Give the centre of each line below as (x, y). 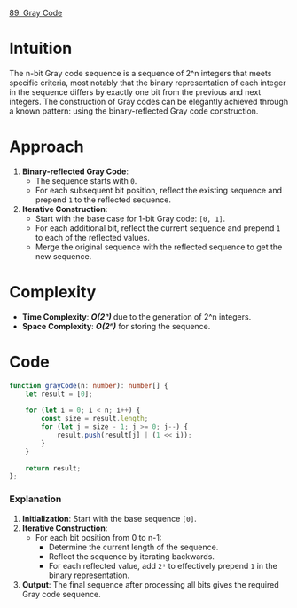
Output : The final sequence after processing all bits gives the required (150, 584)
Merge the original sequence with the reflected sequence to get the (159, 247)
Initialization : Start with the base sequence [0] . (109, 518)
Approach (47, 147)
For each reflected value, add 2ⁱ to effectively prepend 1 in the (163, 565)
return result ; (53, 468)
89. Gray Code (36, 13)
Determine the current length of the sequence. (133, 547)
